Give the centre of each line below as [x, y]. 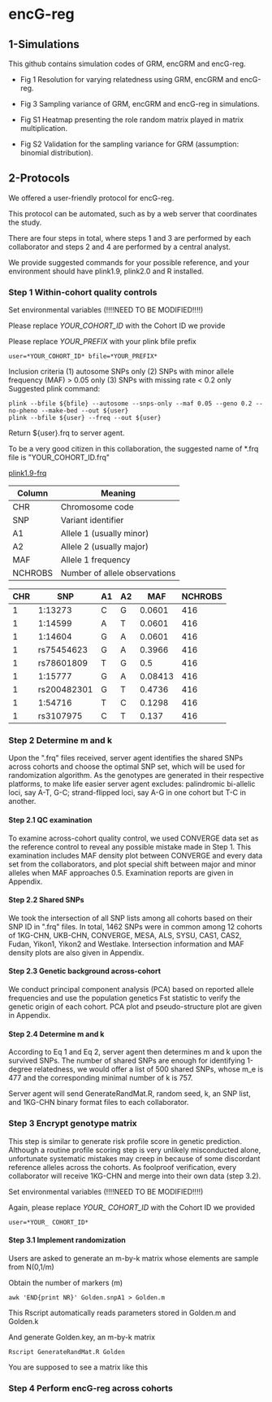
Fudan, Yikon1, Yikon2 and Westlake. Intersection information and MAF [127, 944]
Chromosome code [97, 507]
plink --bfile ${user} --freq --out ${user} [85, 418]
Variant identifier [92, 520]
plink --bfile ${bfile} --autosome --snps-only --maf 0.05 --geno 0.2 [130, 404]
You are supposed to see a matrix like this [78, 1367]
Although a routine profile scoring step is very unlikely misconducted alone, [135, 1150]
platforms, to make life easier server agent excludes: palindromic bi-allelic [132, 784]
